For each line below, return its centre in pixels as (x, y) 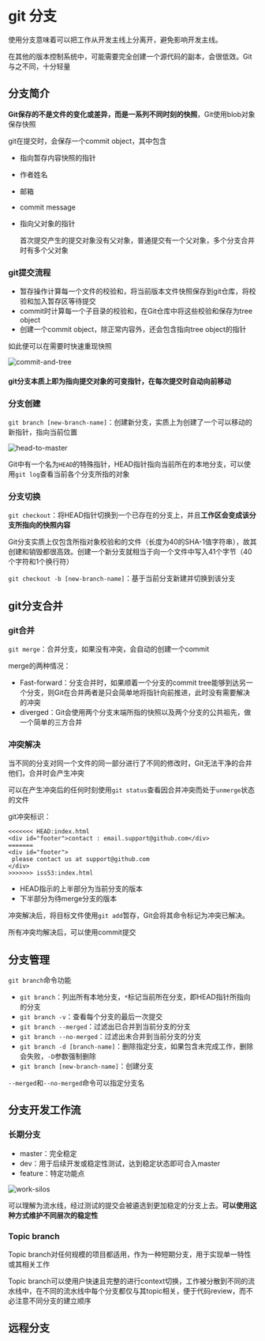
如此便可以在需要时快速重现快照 (60, 346)
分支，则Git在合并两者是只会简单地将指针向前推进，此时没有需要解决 (138, 692)
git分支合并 (35, 606)
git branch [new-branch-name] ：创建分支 (86, 1066)
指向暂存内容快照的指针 (58, 157)
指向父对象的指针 (47, 223)
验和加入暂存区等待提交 (58, 301)
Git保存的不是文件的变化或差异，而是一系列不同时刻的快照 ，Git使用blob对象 (132, 114)
